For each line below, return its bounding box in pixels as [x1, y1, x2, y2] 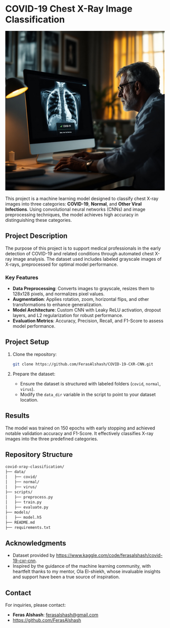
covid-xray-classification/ [5, 464, 65, 469]
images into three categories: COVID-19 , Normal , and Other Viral [5, 201, 142, 207]
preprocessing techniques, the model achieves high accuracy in [5, 211, 139, 218]
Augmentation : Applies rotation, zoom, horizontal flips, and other [12, 296, 149, 302]
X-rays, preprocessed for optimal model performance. [5, 261, 118, 267]
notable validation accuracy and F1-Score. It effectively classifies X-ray [5, 430, 154, 436]
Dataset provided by [12, 553, 55, 559]
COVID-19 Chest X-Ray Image [5, 3, 133, 15]
